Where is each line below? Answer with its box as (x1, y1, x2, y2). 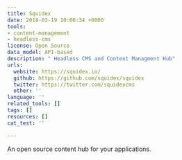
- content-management (7, 29, 70, 37)
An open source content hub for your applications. (7, 145, 151, 153)
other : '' (13, 87, 42, 94)
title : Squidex (7, 10, 51, 17)
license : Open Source (7, 42, 70, 49)
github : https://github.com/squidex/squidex (13, 74, 144, 82)
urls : (7, 62, 23, 69)
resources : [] (7, 113, 49, 120)
